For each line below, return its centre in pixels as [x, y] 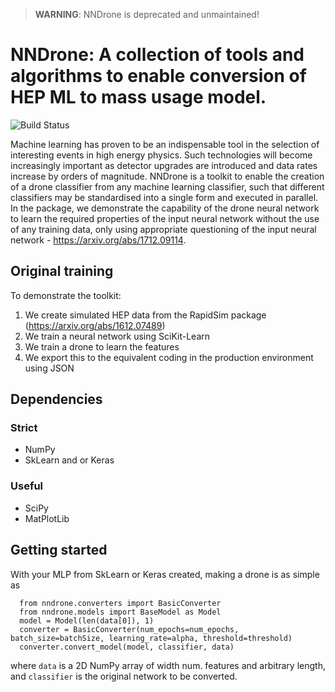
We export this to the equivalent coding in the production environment [169, 357]
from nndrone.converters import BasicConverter [120, 603]
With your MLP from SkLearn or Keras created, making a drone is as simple [165, 574]
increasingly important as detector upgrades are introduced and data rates [164, 165]
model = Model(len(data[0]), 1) [87, 620]
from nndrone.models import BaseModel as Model [120, 612]
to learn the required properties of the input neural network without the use [165, 218]
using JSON [49, 368]
